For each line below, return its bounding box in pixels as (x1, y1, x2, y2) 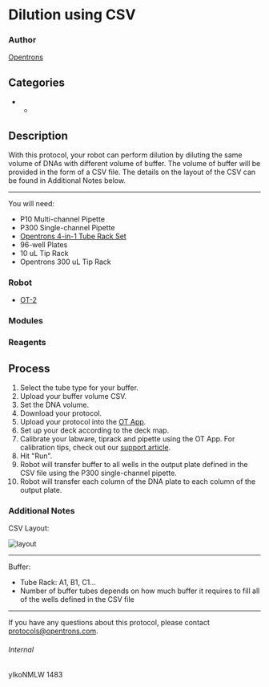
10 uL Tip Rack (19, 249, 69, 258)
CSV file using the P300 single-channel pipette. (19, 468, 178, 478)
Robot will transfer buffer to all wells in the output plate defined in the (19, 460, 248, 470)
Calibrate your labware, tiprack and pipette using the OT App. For (19, 434, 235, 444)
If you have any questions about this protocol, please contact (8, 618, 210, 628)
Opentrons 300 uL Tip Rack (19, 257, 111, 266)
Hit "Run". (19, 451, 53, 461)
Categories (8, 75, 66, 89)
